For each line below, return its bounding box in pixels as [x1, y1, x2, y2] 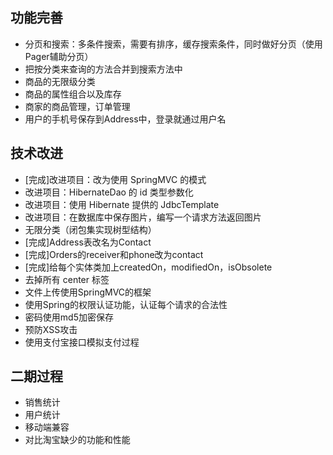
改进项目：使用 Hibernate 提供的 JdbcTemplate [24, 198, 220, 210]
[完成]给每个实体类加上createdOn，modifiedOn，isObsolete [24, 261, 273, 273]
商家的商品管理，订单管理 [24, 100, 131, 112]
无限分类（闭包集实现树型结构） [24, 223, 157, 235]
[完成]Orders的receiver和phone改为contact [24, 248, 204, 260]
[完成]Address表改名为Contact [24, 236, 152, 248]
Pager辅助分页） [24, 50, 94, 62]
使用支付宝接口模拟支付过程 [24, 336, 140, 348]
